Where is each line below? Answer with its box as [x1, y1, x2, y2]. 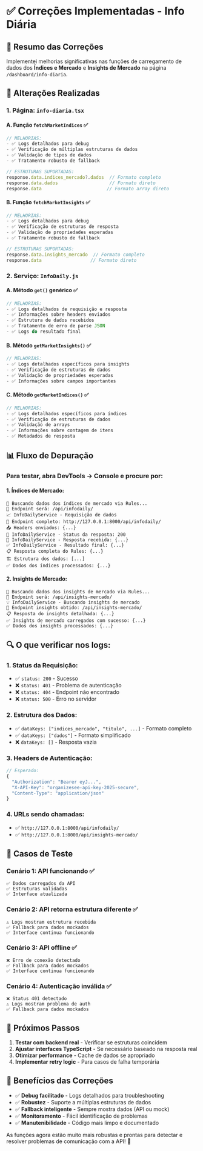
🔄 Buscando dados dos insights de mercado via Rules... [6, 589, 150, 595]
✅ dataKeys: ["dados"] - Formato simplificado [15, 732, 131, 739]
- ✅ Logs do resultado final [6, 329, 81, 335]
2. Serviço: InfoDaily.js [6, 272, 79, 280]
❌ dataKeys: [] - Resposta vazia [15, 738, 97, 746]
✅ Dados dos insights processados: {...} [6, 622, 114, 629]
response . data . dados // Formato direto [6, 180, 156, 186]
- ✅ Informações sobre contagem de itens [6, 427, 114, 434]
